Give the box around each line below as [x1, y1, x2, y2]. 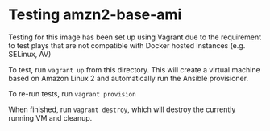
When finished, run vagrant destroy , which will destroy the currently [8, 104, 236, 114]
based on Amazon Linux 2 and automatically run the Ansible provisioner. [8, 73, 248, 83]
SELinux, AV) [8, 49, 52, 59]
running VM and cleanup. [8, 113, 93, 122]
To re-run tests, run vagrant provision [8, 88, 136, 98]
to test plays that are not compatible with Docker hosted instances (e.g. [8, 40, 246, 50]
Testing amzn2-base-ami [8, 6, 182, 24]
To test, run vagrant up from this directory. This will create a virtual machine [8, 64, 260, 74]
